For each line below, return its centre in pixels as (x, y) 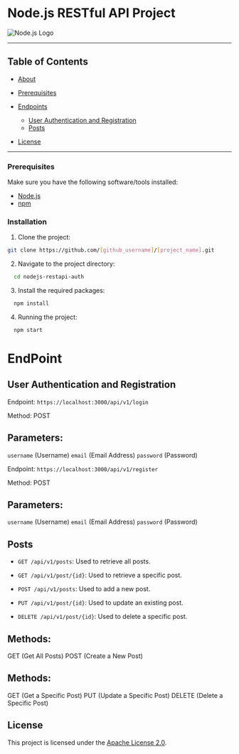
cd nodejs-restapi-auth (49, 277)
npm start (28, 330)
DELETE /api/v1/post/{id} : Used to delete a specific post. (102, 617)
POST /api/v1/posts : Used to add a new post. (84, 589)
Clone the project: (44, 237)
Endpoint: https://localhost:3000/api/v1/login (78, 402)
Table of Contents (48, 62)
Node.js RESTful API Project (91, 13)
